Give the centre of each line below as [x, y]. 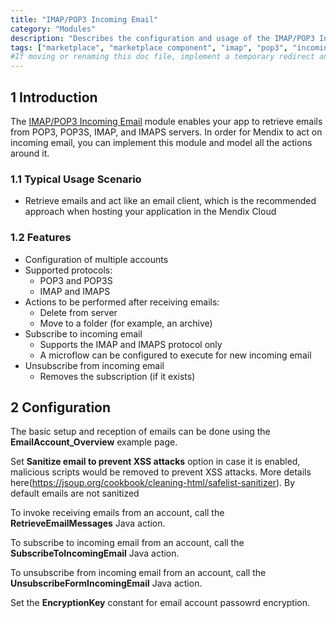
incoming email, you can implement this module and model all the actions [161, 142]
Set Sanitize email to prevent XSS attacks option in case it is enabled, [155, 462]
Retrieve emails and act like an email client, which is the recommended [170, 201]
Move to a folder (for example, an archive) [126, 323]
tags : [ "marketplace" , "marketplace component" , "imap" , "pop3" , [149, 47]
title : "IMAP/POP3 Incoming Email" [84, 19]
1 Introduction [54, 97]
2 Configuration [61, 407]
